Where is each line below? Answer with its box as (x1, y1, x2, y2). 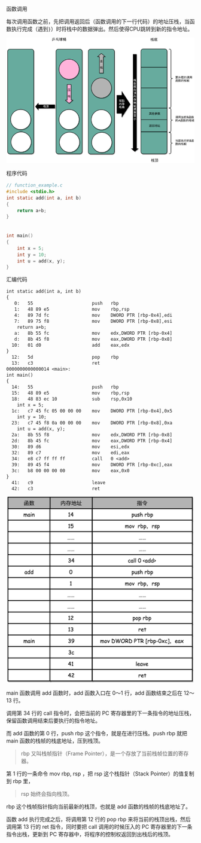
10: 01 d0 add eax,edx (11, 343, 130, 349)
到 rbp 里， (6, 778, 34, 785)
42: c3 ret (11, 486, 100, 492)
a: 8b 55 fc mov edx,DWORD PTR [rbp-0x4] (14, 331, 172, 337)
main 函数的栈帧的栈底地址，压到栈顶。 (6, 737, 103, 744)
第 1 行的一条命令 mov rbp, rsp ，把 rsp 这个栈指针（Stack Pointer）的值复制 (6, 770, 194, 777)
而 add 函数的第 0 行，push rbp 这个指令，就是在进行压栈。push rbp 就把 (6, 730, 187, 737)
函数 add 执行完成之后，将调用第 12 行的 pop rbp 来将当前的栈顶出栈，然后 (6, 815, 191, 823)
